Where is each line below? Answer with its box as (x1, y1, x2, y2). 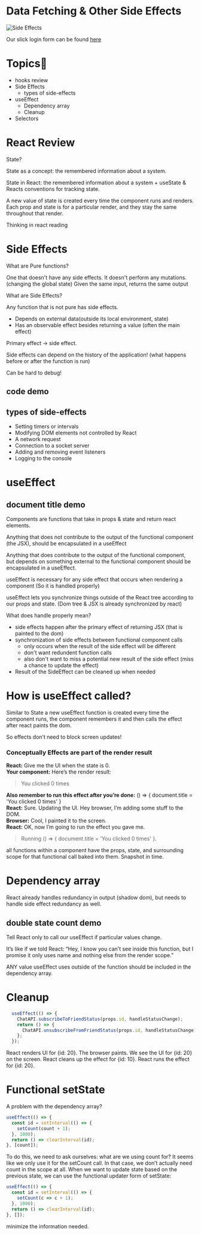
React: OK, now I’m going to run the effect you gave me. (6, 823, 145, 831)
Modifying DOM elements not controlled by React (14, 429, 137, 436)
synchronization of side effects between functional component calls (14, 636, 183, 643)
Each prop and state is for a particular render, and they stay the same (6, 203, 177, 211)
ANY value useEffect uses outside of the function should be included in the (6, 963, 191, 970)
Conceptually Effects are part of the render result (6, 748, 153, 757)
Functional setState (6, 1083, 106, 1096)
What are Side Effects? (6, 292, 63, 299)
